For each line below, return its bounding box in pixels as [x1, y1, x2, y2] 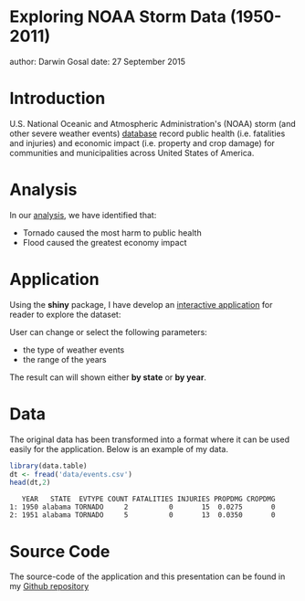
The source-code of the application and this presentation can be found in [9, 571, 286, 582]
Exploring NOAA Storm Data [9, 6, 226, 27]
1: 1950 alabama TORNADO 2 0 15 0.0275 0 [9, 502, 276, 512]
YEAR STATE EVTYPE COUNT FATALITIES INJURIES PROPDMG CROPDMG [21, 495, 276, 504]
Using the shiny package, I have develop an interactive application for [9, 299, 273, 310]
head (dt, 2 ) [9, 478, 51, 488]
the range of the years [22, 353, 107, 364]
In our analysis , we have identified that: [9, 209, 157, 220]
